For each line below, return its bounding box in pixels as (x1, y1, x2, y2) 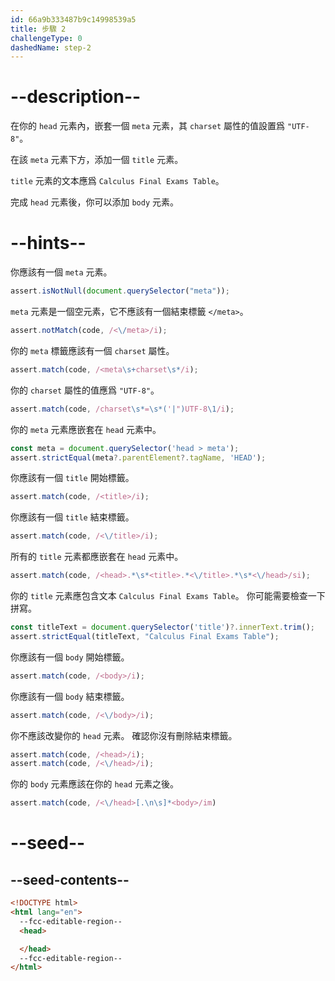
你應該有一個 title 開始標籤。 (10, 472, 135, 484)
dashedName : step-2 (10, 42, 92, 53)
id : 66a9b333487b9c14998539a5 (10, 14, 137, 25)
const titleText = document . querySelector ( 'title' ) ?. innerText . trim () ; (10, 622, 315, 632)
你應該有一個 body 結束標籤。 (10, 690, 130, 702)
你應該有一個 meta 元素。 (10, 266, 113, 278)
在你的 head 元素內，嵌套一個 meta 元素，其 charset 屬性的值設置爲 (10, 120, 286, 132)
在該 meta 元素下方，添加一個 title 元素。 (10, 154, 184, 166)
